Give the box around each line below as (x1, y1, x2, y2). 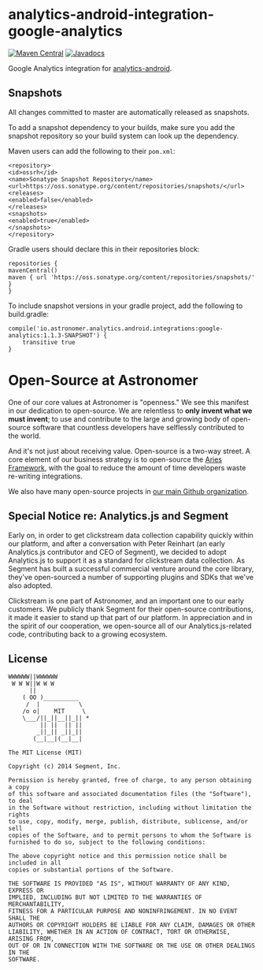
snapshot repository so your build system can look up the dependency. (8, 131, 239, 140)
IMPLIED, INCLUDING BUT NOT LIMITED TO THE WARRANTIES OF (8, 894, 202, 901)
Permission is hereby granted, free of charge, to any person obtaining (8, 776, 252, 785)
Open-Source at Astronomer (8, 371, 198, 389)
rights (8, 811, 30, 819)
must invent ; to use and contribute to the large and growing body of (8, 414, 230, 423)
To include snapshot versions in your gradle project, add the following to (8, 301, 243, 310)
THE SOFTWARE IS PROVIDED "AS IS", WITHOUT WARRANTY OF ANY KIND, (8, 880, 231, 888)
